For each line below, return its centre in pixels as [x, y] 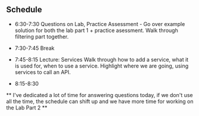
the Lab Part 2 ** [27, 107]
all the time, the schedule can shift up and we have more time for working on [100, 101]
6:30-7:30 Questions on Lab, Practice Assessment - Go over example [100, 24]
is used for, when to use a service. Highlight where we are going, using [102, 66]
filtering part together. [42, 36]
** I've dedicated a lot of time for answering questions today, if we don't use [99, 95]
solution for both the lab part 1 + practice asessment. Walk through [96, 30]
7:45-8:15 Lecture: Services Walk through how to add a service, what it [102, 59]
